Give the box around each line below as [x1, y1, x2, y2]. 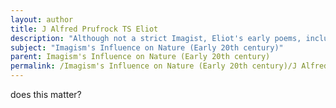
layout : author [10, 14, 74, 25]
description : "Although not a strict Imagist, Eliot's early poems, [10, 33, 302, 43]
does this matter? [10, 89, 82, 100]
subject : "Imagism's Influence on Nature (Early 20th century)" [10, 42, 284, 53]
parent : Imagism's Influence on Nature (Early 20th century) [10, 52, 271, 62]
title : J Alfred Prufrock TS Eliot [10, 24, 159, 34]
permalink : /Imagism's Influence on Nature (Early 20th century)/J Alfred [10, 61, 329, 71]
